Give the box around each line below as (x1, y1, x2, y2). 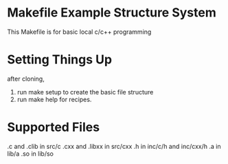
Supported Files (7, 119, 100, 135)
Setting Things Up (7, 52, 112, 68)
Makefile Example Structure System (7, 5, 216, 21)
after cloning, (7, 74, 45, 83)
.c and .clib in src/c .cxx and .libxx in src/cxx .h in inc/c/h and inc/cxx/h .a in (7, 142, 221, 150)
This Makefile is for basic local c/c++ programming (7, 28, 152, 36)
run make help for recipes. (16, 95, 92, 103)
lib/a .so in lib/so (7, 150, 54, 158)
